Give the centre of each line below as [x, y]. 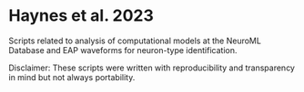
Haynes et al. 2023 [81, 16]
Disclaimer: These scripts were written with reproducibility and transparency [152, 68]
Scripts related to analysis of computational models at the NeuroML [135, 41]
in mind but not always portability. [72, 77]
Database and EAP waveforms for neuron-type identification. [123, 50]
